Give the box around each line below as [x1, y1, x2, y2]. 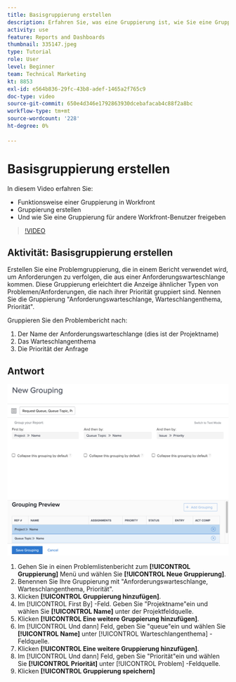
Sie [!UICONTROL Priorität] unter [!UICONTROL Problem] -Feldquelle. [17, 660, 221, 668]
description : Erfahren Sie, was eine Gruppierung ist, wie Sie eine [7, 18, 212, 26]
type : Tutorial [7, 48, 52, 55]
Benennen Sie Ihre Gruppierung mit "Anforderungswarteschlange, [17, 577, 209, 586]
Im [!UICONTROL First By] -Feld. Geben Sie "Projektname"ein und [17, 600, 209, 608]
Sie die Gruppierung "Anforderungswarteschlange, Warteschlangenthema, [7, 295, 223, 303]
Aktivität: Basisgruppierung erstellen [7, 247, 173, 258]
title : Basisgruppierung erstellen [7, 11, 112, 18]
